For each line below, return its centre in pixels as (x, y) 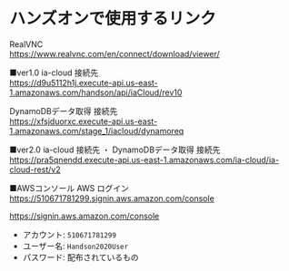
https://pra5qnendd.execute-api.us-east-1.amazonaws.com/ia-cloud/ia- (144, 160)
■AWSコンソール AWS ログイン (69, 188)
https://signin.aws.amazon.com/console (85, 216)
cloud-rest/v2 (35, 169)
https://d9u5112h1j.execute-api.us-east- (84, 82)
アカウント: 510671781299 (69, 234)
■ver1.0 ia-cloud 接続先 (54, 73)
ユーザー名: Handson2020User (75, 246)
